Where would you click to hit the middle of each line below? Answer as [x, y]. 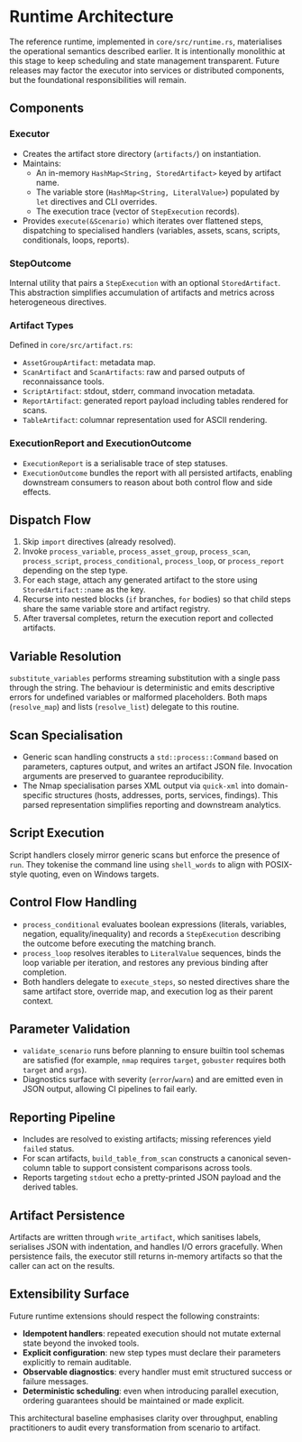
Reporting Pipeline [62, 1117]
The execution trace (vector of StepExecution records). [138, 211]
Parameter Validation [70, 1029]
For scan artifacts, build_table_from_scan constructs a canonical [143, 1158]
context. [38, 1001]
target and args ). [55, 1070]
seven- [279, 1158]
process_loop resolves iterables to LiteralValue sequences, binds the [151, 952]
